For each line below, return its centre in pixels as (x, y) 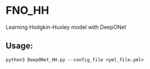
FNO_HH (28, 10)
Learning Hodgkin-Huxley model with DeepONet (66, 27)
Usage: (20, 46)
